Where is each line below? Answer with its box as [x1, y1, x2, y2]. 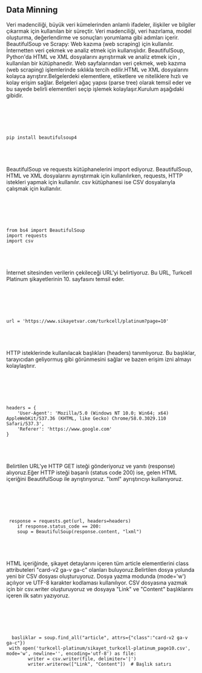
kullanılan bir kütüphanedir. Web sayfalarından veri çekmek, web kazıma [6, 59, 186, 67]
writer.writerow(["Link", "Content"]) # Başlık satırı [28, 661, 172, 667]
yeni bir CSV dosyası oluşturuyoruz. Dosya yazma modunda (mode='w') [6, 572, 186, 580]
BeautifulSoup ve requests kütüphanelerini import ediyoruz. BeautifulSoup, [6, 165, 193, 173]
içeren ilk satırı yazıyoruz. [6, 592, 70, 599]
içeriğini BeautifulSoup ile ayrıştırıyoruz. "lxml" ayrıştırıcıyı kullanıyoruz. [6, 475, 183, 482]
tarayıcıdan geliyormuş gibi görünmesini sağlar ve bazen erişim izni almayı [6, 356, 192, 363]
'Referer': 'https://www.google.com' [17, 426, 112, 433]
